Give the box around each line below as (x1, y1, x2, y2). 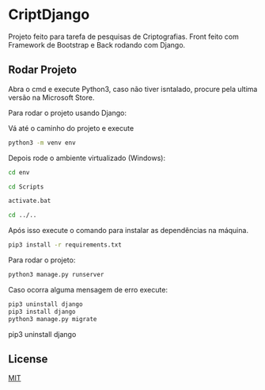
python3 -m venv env (8, 139, 77, 147)
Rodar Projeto (8, 63, 78, 77)
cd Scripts (8, 182, 44, 191)
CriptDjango (8, 6, 90, 24)
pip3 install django (8, 308, 77, 315)
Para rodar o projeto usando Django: (8, 108, 127, 117)
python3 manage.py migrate (8, 315, 97, 323)
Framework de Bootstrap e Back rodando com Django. (8, 40, 186, 49)
